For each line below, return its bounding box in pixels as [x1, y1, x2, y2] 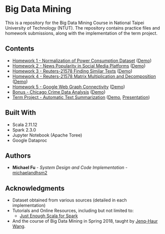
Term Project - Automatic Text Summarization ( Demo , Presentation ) [12, 94, 150, 100]
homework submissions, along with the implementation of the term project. [5, 30, 158, 36]
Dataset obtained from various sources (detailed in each [12, 197, 127, 203]
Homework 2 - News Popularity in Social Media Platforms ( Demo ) [12, 63, 146, 68]
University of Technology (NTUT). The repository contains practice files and [5, 25, 161, 31]
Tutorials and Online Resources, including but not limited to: [12, 208, 134, 214]
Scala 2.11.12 [12, 122, 38, 128]
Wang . [12, 223, 26, 230]
